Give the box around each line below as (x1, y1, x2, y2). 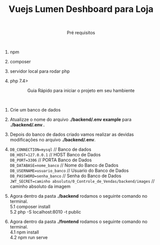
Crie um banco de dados (9, 107, 61, 113)
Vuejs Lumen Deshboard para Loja (8, 3, 154, 15)
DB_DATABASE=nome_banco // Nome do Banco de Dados (9, 162, 119, 168)
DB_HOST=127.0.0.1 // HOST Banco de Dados (9, 151, 101, 157)
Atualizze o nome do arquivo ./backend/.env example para (9, 116, 132, 122)
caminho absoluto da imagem (9, 183, 71, 189)
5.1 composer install (9, 203, 51, 210)
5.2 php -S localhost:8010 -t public (9, 209, 81, 215)
